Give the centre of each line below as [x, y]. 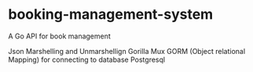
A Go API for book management [60, 36]
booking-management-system [111, 14]
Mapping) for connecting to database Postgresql [87, 59]
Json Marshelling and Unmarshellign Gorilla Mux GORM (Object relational [127, 51]
